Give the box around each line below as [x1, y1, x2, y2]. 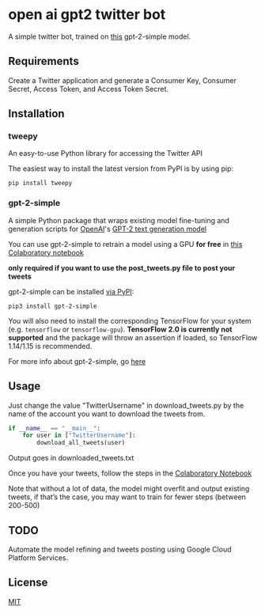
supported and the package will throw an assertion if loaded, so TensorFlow [8, 332, 258, 342]
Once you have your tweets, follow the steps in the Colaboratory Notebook [8, 468, 252, 478]
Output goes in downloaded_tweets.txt [8, 453, 134, 463]
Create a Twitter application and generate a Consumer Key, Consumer [8, 75, 237, 85]
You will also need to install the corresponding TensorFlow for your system [8, 316, 252, 325]
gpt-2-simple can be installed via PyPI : [8, 286, 134, 296]
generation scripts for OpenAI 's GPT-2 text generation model [8, 224, 207, 233]
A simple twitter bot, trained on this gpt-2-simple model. [8, 32, 191, 41]
